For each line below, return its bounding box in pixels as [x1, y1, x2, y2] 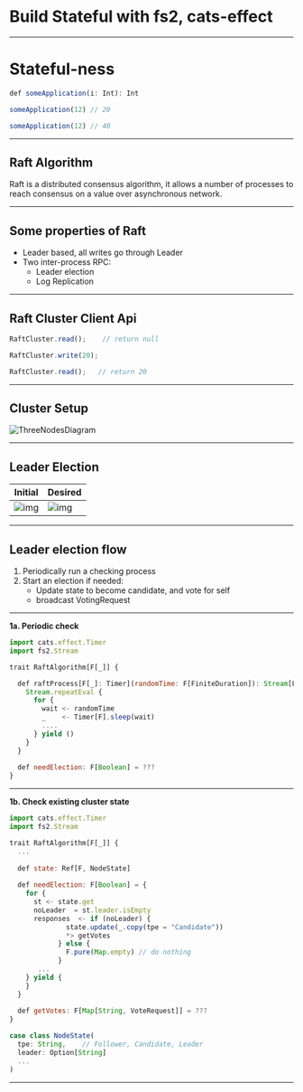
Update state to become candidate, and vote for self [35, 585, 231, 596]
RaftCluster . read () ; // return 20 [9, 367, 147, 376]
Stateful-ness [9, 59, 115, 80]
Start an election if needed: [22, 576, 124, 586]
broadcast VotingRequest [35, 595, 131, 605]
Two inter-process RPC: [22, 257, 112, 268]
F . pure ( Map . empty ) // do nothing [66, 947, 192, 957]
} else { [57, 939, 91, 948]
